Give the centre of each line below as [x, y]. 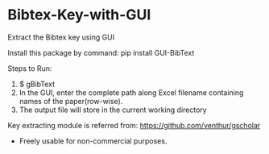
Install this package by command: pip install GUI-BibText [101, 52]
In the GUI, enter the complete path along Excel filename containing [131, 92]
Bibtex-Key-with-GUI [79, 15]
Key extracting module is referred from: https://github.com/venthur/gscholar [134, 125]
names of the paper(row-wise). [71, 101]
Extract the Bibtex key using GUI [61, 37]
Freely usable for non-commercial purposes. [93, 141]
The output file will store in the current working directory [113, 110]
